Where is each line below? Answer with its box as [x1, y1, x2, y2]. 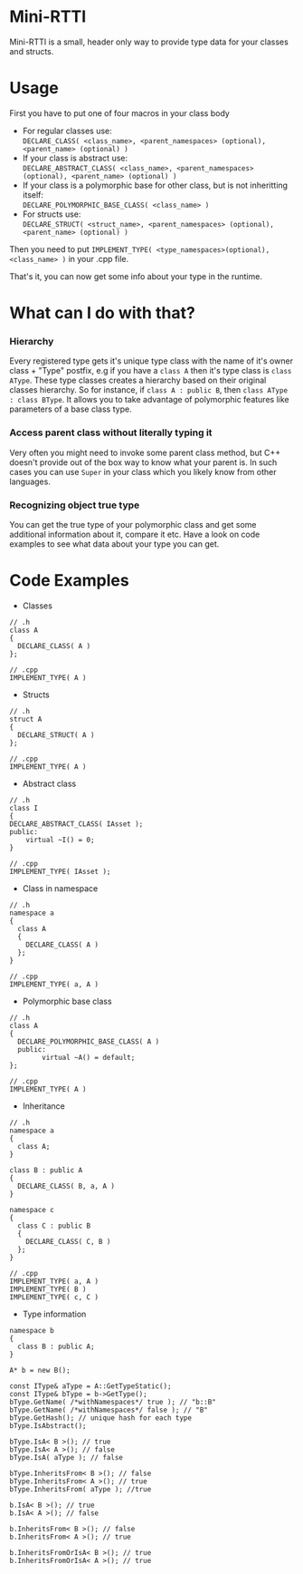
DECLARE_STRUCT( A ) [17, 730, 95, 740]
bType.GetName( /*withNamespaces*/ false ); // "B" [9, 1405, 208, 1414]
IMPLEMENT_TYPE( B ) [9, 1285, 88, 1294]
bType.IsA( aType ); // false [9, 1453, 124, 1462]
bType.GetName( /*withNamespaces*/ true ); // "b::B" [9, 1397, 217, 1406]
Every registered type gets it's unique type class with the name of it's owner [9, 355, 294, 366]
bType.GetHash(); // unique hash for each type [9, 1413, 193, 1423]
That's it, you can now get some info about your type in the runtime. [9, 270, 262, 282]
